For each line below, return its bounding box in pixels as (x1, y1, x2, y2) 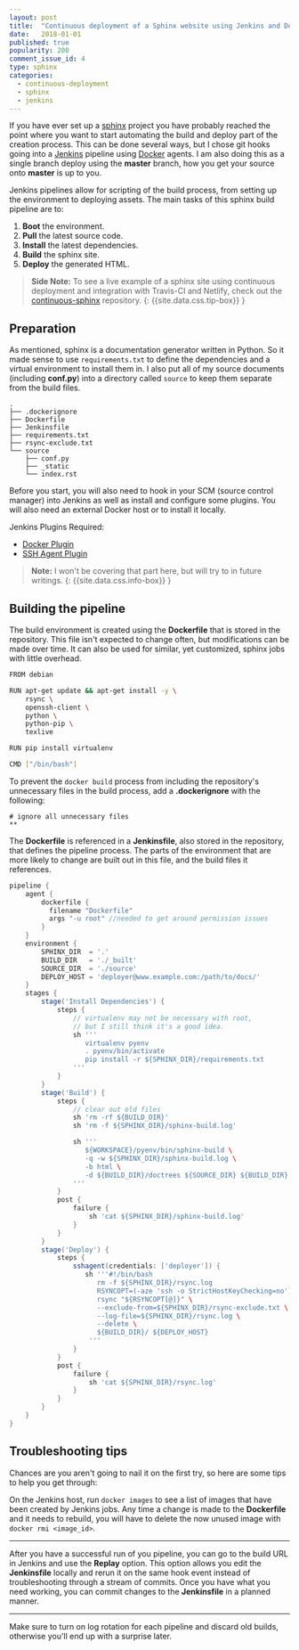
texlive (25, 728, 53, 737)
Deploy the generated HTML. (21, 259, 131, 270)
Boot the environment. (21, 221, 105, 232)
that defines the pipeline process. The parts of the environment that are (9, 845, 271, 855)
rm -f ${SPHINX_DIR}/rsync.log (96, 1278, 214, 1287)
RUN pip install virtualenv (9, 744, 114, 753)
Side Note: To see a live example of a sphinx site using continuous (30, 276, 276, 287)
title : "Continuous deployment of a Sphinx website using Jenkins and (9, 21, 280, 30)
